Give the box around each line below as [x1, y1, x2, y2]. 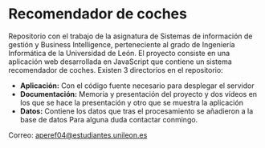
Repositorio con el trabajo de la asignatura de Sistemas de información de [8, 31, 253, 41]
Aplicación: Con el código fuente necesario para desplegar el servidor [19, 81, 255, 90]
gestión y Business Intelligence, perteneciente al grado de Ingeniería [8, 39, 235, 49]
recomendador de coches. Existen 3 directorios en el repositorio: [8, 65, 223, 74]
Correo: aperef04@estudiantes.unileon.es [8, 130, 148, 140]
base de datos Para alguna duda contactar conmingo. [19, 114, 198, 124]
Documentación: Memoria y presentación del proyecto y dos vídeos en [19, 89, 258, 98]
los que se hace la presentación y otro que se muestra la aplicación [19, 98, 243, 107]
